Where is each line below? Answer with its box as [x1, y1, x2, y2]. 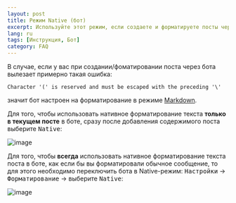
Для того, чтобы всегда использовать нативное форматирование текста [7, 152, 226, 160]
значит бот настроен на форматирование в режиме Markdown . [7, 96, 197, 104]
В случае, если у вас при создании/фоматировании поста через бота [7, 63, 216, 70]
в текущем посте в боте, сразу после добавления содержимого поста [7, 117, 221, 125]
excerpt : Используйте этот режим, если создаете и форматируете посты [7, 23, 218, 30]
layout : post [7, 10, 46, 18]
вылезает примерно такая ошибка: [7, 70, 112, 78]
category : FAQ [7, 43, 49, 50]
